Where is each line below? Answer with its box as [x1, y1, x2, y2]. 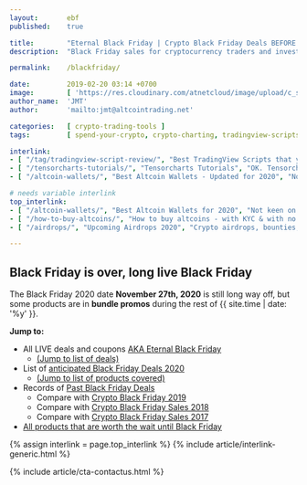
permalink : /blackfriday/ [9, 63, 121, 73]
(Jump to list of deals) [36, 353, 120, 364]
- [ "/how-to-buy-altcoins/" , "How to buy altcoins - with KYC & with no [9, 214, 297, 224]
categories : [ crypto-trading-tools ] [9, 121, 166, 131]
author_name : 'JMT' [9, 97, 89, 106]
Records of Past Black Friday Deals [22, 383, 155, 394]
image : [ [9, 89, 71, 98]
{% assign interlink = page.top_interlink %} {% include [9, 439, 215, 450]
